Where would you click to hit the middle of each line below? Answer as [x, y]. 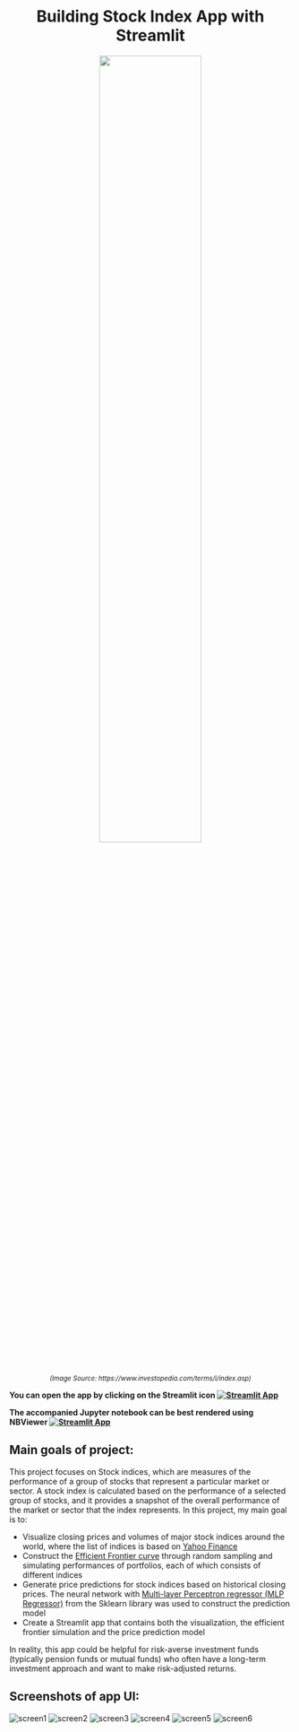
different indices [52, 1574]
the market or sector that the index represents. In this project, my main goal [148, 1510]
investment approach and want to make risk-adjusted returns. [123, 1668]
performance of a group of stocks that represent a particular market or [140, 1481]
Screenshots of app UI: [75, 1697]
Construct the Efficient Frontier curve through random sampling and [147, 1555]
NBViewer [29, 1422]
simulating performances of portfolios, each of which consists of [141, 1565]
